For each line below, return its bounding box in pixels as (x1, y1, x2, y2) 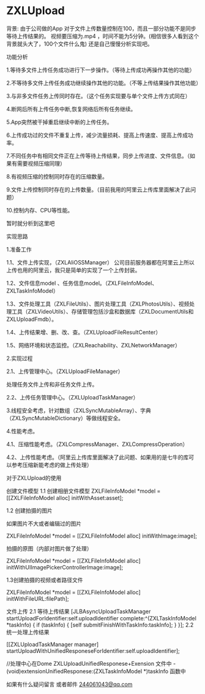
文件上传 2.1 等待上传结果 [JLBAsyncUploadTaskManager (6, 607, 151, 615)
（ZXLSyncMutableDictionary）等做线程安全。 (6, 414, 124, 422)
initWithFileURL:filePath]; (6, 595, 69, 602)
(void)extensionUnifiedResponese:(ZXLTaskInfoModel (6, 667, 143, 675)
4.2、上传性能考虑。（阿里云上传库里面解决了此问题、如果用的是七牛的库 (6, 453, 189, 461)
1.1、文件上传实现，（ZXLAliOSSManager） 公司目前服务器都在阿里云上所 (6, 258, 190, 266)
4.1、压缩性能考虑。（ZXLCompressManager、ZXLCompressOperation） (6, 440, 188, 448)
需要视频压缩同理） (17, 160, 65, 167)
